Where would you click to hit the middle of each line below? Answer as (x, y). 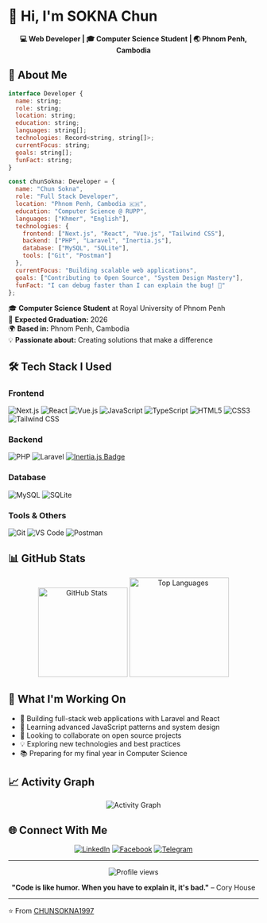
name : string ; (39, 101)
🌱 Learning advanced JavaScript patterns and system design (120, 727)
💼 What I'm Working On (67, 699)
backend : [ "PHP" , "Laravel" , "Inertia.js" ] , (97, 241)
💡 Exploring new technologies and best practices (100, 743)
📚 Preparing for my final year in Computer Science (104, 753)
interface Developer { (46, 93)
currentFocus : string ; (53, 145)
